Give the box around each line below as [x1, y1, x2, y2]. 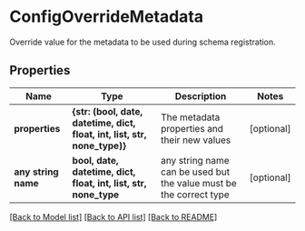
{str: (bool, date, [72, 105, 143, 117]
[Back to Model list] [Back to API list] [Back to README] [9, 211, 218, 222]
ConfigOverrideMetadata [9, 6, 204, 27]
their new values [160, 134, 231, 146]
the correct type [160, 188, 230, 201]
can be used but [160, 166, 230, 178]
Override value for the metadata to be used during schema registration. [9, 36, 277, 47]
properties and [160, 122, 224, 135]
